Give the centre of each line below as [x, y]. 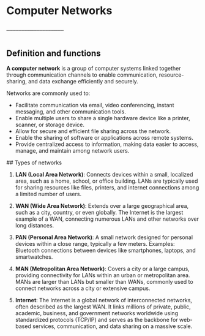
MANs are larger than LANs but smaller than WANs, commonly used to [104, 281]
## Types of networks [34, 162]
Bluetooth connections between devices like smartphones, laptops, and [105, 250]
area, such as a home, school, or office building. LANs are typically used [106, 181]
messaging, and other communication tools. [71, 112]
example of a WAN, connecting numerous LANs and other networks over [107, 219]
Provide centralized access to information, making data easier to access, [107, 144]
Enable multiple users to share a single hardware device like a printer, [103, 118]
